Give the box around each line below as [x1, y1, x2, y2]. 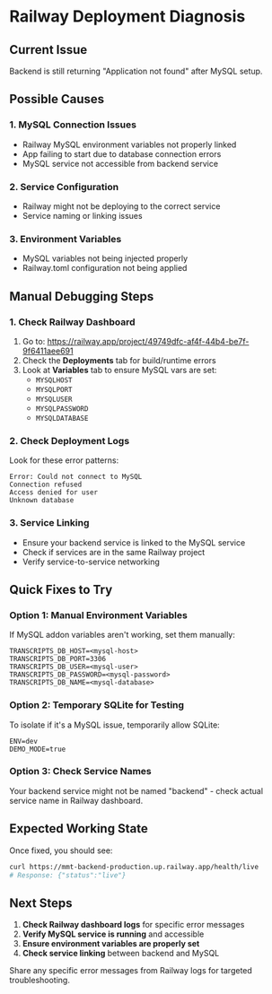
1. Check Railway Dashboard [9, 316, 136, 328]
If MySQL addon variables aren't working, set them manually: [9, 630, 236, 641]
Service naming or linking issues [22, 210, 143, 221]
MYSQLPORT [35, 385, 74, 394]
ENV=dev [9, 737, 39, 745]
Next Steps [9, 895, 73, 911]
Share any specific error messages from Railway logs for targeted [9, 965, 253, 976]
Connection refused [9, 480, 83, 490]
